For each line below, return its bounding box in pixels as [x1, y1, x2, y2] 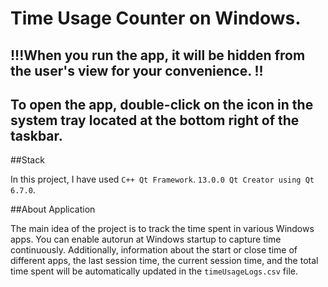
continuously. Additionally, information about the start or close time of [10, 244, 298, 256]
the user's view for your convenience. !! [10, 62, 264, 79]
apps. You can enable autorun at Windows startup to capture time [10, 233, 282, 246]
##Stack [10, 154, 45, 166]
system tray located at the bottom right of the [10, 112, 300, 129]
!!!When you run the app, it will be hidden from [10, 47, 306, 64]
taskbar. [10, 127, 63, 144]
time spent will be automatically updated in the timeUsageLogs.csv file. [10, 265, 298, 277]
